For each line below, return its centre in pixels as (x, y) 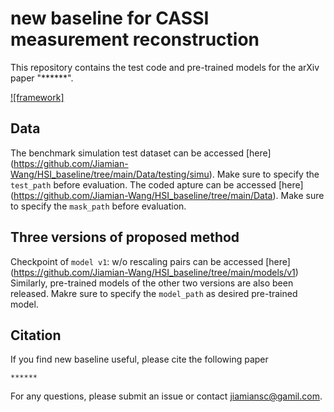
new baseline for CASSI (110, 18)
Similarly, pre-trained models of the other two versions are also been (152, 283)
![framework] (37, 97)
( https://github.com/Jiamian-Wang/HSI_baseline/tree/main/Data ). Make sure (167, 195)
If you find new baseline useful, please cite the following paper (139, 359)
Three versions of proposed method (125, 237)
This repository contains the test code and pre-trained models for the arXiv (165, 67)
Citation (36, 335)
